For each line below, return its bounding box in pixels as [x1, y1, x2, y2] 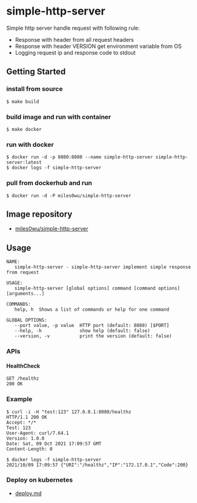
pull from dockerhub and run [6, 179, 93, 187]
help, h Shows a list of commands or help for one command [14, 306, 170, 313]
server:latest [6, 160, 42, 166]
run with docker [6, 140, 54, 149]
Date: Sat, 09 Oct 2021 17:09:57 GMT [6, 441, 102, 447]
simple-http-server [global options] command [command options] [14, 285, 181, 292]
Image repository [6, 209, 73, 219]
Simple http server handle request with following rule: [6, 24, 140, 32]
